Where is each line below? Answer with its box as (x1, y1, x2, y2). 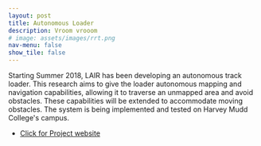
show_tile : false (8, 49, 66, 57)
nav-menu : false (8, 41, 62, 49)
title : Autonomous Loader (8, 19, 94, 27)
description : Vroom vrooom (8, 26, 98, 34)
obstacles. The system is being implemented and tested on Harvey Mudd (8, 105, 248, 114)
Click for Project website (19, 128, 101, 138)
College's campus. (8, 113, 70, 122)
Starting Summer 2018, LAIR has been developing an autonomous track (8, 71, 243, 80)
